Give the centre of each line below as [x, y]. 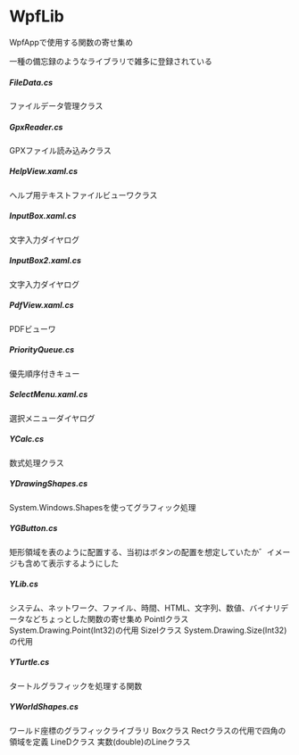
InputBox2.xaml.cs [46, 261]
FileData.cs [31, 82]
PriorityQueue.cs [42, 350]
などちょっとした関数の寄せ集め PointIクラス [107, 618]
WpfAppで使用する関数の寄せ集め [71, 42]
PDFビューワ [33, 328]
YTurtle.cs [29, 662]
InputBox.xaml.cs [43, 216]
